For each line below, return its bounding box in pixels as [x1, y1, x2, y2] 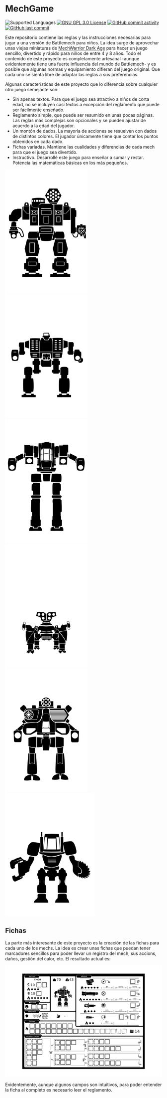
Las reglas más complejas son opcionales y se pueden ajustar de [12, 117, 146, 123]
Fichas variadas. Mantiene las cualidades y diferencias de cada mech [12, 144, 155, 150]
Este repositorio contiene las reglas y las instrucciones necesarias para [5, 34, 151, 40]
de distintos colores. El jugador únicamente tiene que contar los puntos [12, 133, 159, 139]
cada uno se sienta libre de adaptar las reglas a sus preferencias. [5, 71, 139, 77]
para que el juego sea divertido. [12, 149, 78, 155]
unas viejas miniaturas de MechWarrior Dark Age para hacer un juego [5, 45, 148, 51]
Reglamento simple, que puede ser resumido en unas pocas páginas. [12, 112, 154, 118]
